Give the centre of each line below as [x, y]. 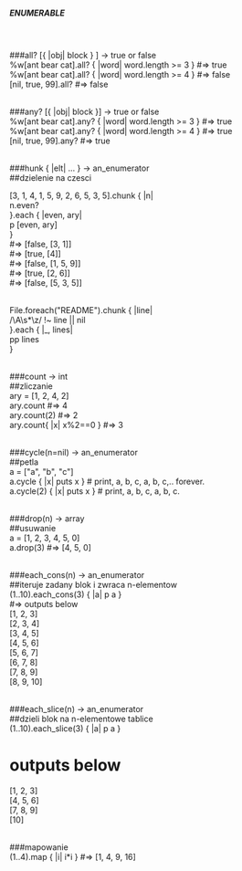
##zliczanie [31, 386]
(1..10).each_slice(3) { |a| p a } [65, 728]
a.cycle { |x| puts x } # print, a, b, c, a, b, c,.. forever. [107, 481]
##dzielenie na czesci [51, 177]
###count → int [39, 376]
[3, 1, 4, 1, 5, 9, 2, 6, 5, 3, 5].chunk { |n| [81, 195]
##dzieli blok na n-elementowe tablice [81, 719]
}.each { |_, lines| [41, 330]
